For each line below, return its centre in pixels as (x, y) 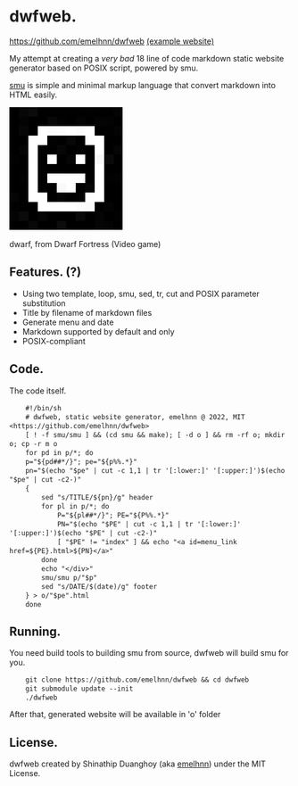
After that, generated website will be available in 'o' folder (115, 715)
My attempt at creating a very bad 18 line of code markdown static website (147, 58)
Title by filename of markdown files (87, 312)
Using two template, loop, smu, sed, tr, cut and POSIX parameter (141, 294)
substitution (44, 303)
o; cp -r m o (33, 443)
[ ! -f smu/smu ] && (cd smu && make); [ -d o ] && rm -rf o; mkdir (155, 434)
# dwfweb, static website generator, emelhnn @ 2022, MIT (135, 417)
